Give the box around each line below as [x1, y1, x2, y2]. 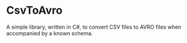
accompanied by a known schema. [6, 29, 93, 36]
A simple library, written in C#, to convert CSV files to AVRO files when [6, 23, 182, 30]
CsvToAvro [6, 4, 63, 17]
